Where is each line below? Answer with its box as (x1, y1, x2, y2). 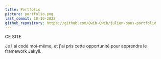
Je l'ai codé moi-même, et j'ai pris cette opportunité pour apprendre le (5, 43, 147, 49)
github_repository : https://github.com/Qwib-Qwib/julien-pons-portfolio (5, 20, 157, 26)
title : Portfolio (5, 7, 41, 12)
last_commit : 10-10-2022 (5, 16, 56, 21)
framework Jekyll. (5, 48, 42, 54)
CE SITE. (5, 34, 23, 40)
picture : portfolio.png (5, 12, 54, 16)
